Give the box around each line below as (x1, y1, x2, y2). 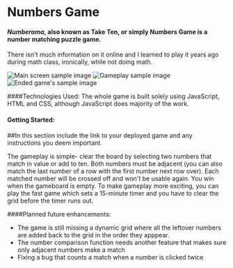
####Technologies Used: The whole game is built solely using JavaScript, (7, 92, 220, 101)
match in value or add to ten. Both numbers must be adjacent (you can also (7, 159, 223, 168)
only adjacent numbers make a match (17, 245, 125, 254)
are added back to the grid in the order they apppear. (17, 230, 170, 239)
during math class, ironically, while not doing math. (7, 58, 153, 66)
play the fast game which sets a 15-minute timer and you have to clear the (7, 189, 219, 197)
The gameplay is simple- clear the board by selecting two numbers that (7, 152, 212, 160)
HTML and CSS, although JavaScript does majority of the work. (7, 100, 189, 108)
